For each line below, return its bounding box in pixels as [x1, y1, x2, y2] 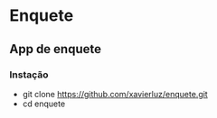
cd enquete [22, 98, 66, 109]
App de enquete [9, 41, 102, 57]
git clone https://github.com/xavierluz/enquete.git [22, 88, 208, 99]
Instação [9, 68, 49, 81]
